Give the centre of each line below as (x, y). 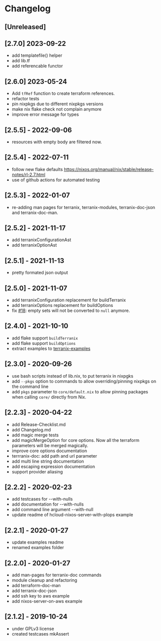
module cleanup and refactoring (44, 580)
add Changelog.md (31, 429)
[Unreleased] (25, 27)
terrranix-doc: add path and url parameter (54, 456)
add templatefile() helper (37, 55)
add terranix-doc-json (34, 591)
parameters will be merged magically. (50, 445)
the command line (30, 386)
